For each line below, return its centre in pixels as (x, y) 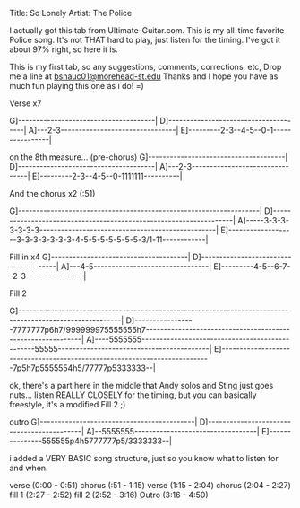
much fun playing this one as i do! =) (77, 86)
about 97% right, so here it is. (64, 49)
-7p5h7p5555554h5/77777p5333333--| (83, 368)
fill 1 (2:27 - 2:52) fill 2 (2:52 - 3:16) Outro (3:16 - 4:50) (109, 495)
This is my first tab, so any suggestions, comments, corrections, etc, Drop (146, 67)
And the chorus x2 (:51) (52, 193)
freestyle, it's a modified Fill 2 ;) (68, 404)
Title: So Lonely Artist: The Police (71, 13)
